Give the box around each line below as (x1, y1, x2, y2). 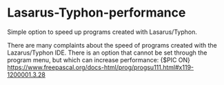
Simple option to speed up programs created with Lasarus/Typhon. (7, 28, 198, 36)
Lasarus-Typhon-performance (7, 5, 186, 21)
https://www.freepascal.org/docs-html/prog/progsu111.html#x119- (7, 63, 194, 71)
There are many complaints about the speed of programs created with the (7, 41, 217, 49)
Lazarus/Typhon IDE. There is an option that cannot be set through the (7, 48, 207, 57)
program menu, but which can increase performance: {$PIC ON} (7, 55, 191, 64)
